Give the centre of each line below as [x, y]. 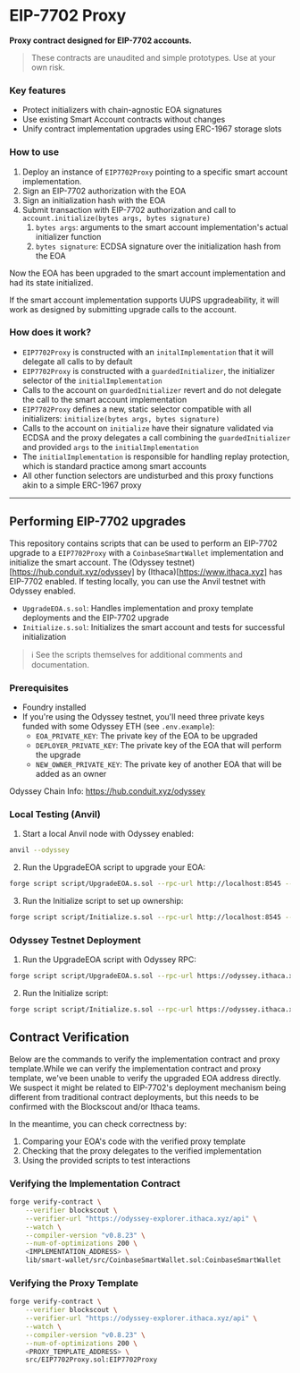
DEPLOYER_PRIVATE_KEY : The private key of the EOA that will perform [158, 745]
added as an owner [71, 773]
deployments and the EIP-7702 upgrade [96, 618]
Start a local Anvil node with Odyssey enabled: [108, 834]
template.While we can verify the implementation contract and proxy [135, 1068]
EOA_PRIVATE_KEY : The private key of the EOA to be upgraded [147, 736]
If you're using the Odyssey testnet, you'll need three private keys [143, 716]
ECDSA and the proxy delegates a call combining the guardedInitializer [156, 437]
